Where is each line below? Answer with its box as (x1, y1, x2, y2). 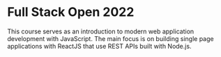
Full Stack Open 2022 (7, 4, 135, 20)
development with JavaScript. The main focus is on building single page (7, 34, 214, 42)
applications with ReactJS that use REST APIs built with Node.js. (7, 42, 192, 50)
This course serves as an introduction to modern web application (7, 27, 195, 35)
